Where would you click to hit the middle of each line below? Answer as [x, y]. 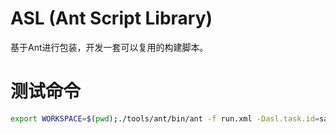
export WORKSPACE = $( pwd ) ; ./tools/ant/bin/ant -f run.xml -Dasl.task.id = [165, 118]
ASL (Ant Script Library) [111, 18]
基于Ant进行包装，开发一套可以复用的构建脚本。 [109, 47]
